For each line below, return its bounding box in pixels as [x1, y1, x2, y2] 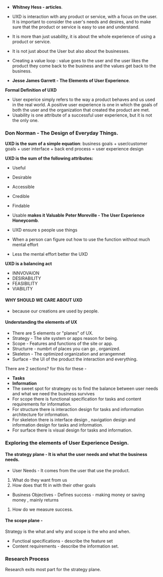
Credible [12, 193, 30, 199]
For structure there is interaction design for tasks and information [12, 406, 144, 412]
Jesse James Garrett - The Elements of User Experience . [12, 78, 130, 83]
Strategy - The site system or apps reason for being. [12, 335, 118, 341]
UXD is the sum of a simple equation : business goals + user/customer [5, 141, 148, 146]
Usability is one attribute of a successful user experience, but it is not [12, 112, 153, 118]
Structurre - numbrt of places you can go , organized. [12, 345, 121, 352]
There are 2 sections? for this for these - [5, 365, 87, 371]
